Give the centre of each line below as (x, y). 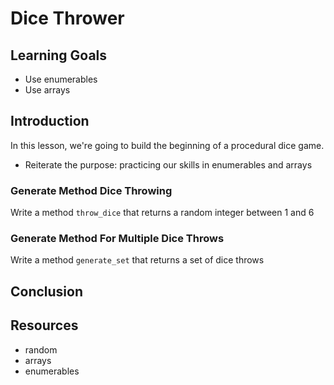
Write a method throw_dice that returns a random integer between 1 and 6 (162, 213)
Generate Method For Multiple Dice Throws (117, 239)
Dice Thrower (67, 18)
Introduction (50, 121)
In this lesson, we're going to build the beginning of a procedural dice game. (167, 145)
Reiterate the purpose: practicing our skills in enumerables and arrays (168, 164)
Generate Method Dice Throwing (91, 190)
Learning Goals (59, 55)
